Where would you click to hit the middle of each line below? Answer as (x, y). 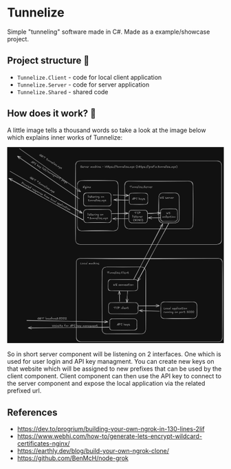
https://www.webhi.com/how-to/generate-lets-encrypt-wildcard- (110, 436)
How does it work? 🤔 (52, 114)
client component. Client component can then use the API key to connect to (114, 376)
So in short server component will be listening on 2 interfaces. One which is (114, 354)
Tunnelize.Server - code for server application (83, 85)
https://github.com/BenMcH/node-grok (73, 458)
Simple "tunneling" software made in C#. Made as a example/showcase (109, 32)
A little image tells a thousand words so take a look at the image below (107, 130)
